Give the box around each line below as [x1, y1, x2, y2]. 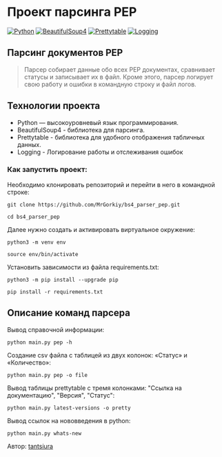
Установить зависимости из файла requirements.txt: [7, 263, 159, 271]
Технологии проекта [7, 100, 101, 112]
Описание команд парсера [7, 307, 131, 319]
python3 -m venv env [7, 239, 67, 246]
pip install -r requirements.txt [7, 288, 103, 295]
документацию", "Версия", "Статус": [7, 391, 115, 399]
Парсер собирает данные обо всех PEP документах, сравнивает [23, 65, 216, 73]
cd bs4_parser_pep [7, 213, 60, 220]
